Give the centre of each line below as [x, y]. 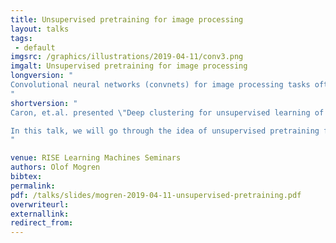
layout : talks [40, 29]
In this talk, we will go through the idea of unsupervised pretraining [165, 131]
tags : [21, 38]
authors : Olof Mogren [55, 167]
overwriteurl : [40, 204]
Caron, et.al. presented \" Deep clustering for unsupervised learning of [167, 112]
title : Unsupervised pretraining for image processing [127, 19]
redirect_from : [42, 223]
